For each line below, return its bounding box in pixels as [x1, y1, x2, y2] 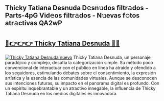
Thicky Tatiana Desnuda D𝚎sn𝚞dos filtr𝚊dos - [5, 4, 148, 12]
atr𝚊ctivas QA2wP [5, 19, 63, 27]
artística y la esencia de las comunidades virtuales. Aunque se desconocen [5, 75, 157, 81]
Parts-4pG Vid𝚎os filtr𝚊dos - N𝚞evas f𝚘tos [5, 12, 140, 20]
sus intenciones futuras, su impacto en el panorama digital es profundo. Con [5, 80, 160, 86]
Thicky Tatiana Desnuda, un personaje [73, 54, 151, 60]
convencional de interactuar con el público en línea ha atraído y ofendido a [5, 65, 156, 70]
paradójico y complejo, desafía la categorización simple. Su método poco [5, 60, 153, 65]
